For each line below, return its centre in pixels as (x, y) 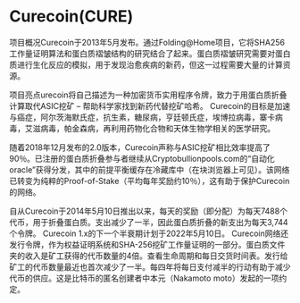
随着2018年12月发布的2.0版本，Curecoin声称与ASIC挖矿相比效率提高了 (140, 147)
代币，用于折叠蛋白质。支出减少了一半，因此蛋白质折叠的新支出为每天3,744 (149, 222)
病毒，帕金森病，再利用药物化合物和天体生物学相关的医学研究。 (157, 128)
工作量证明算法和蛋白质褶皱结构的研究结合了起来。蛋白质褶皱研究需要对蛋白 (150, 53)
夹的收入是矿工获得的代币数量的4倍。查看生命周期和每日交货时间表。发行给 (149, 256)
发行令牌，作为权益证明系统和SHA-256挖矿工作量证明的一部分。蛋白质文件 (147, 244)
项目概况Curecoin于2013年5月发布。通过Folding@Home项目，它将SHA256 (147, 42)
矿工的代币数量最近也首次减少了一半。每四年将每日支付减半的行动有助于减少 (150, 266)
